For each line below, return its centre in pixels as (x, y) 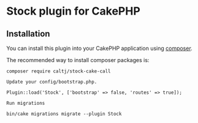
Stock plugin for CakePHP (74, 11)
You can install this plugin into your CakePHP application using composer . (100, 48)
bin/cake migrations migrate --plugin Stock (64, 114)
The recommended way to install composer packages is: (78, 60)
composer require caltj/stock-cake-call (59, 71)
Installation (28, 34)
